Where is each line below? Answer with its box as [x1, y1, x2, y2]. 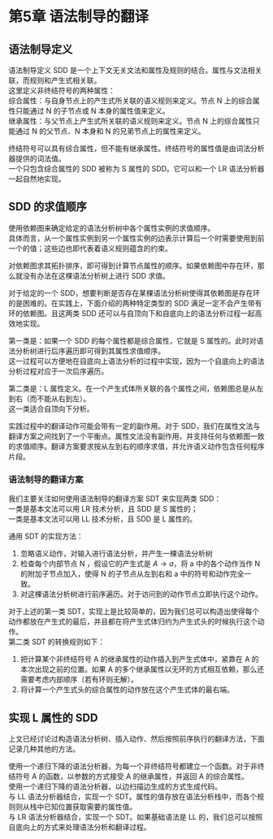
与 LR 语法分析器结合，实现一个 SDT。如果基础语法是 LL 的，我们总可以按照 [8, 811, 263, 821]
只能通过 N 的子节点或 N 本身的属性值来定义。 [15, 106, 170, 115]
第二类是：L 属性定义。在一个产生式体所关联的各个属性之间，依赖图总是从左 [8, 383, 264, 393]
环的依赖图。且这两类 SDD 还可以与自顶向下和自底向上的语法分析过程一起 [8, 308, 256, 318]
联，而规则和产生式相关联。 [8, 76, 102, 85]
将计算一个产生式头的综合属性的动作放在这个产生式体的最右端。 [19, 685, 234, 694]
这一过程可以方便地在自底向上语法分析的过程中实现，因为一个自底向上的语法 [8, 356, 265, 365]
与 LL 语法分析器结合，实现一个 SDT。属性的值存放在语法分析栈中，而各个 [8, 791, 258, 801]
